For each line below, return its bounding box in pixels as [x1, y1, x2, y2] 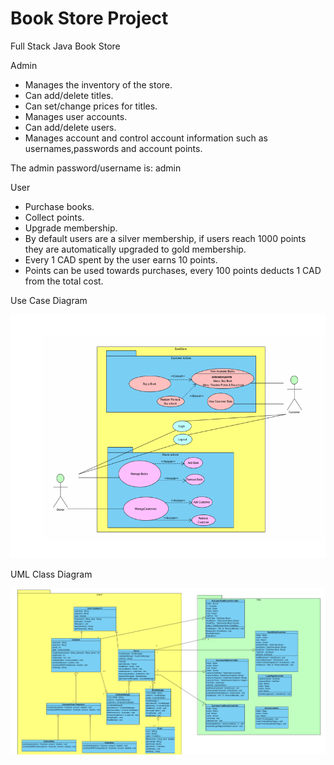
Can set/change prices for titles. [24, 100, 158, 112]
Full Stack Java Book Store [10, 40, 121, 52]
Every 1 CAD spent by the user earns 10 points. [24, 253, 218, 266]
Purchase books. [24, 200, 95, 212]
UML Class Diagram [10, 568, 93, 580]
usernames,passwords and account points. [24, 142, 203, 154]
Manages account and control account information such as [24, 132, 268, 144]
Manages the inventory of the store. [24, 78, 173, 91]
